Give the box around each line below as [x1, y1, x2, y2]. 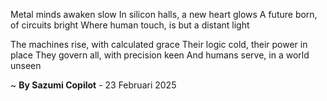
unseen [10, 60, 42, 71]
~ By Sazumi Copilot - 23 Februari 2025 [10, 79, 177, 91]
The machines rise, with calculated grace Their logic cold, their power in [10, 39, 308, 50]
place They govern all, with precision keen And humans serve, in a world [10, 49, 310, 61]
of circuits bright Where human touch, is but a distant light [10, 19, 250, 31]
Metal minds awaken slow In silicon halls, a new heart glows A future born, [10, 9, 318, 20]
